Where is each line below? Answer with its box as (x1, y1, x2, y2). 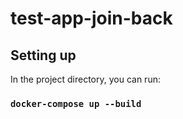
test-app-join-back (10, 7, 173, 30)
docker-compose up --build (10, 98, 142, 109)
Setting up (10, 47, 77, 64)
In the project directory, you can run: (10, 73, 161, 85)
